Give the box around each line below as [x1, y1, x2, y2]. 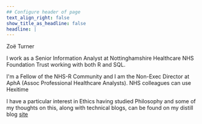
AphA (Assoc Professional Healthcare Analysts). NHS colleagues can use [6, 79, 192, 87]
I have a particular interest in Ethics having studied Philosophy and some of [6, 98, 196, 105]
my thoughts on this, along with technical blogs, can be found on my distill [6, 104, 194, 112]
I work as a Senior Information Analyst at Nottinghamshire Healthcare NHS [6, 54, 194, 62]
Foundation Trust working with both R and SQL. [6, 61, 125, 68]
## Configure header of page [6, 9, 81, 15]
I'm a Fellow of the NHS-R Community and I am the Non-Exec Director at [6, 73, 190, 80]
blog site [6, 111, 29, 118]
